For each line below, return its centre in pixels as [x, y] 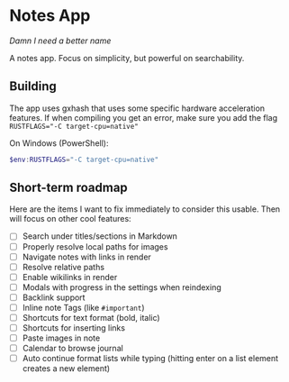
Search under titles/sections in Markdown [100, 236]
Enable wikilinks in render [70, 277]
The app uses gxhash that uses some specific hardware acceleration [137, 108]
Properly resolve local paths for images [95, 246]
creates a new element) [66, 368]
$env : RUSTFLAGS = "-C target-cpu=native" [84, 159]
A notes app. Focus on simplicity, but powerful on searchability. [127, 58]
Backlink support [54, 297]
